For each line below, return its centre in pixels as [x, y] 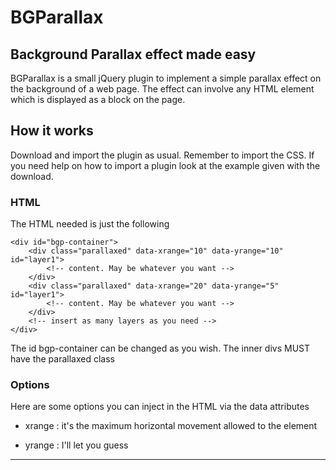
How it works [52, 131]
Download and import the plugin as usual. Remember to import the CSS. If [162, 155]
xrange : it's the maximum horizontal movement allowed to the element [171, 426]
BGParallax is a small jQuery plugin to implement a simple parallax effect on [166, 78]
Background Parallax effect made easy [133, 54]
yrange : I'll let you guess [76, 445]
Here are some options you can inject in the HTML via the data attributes [160, 407]
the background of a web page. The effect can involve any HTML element [162, 89]
